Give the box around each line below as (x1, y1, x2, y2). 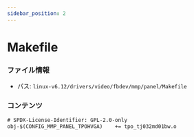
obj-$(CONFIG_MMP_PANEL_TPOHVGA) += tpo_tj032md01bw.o (7, 123, 177, 130)
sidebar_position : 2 (7, 10, 67, 17)
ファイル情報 (7, 65, 50, 75)
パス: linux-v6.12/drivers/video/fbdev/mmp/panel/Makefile (17, 82, 187, 90)
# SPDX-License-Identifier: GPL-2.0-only (7, 117, 128, 124)
